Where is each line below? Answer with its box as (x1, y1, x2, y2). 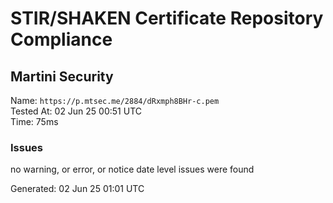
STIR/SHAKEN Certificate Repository (10, 7, 324, 30)
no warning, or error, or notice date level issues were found (10, 163, 255, 176)
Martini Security (10, 68, 114, 85)
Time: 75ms (10, 116, 59, 127)
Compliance (10, 28, 113, 51)
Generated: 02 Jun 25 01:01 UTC (10, 183, 145, 195)
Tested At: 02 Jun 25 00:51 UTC (10, 105, 143, 117)
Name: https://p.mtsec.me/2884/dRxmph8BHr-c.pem (10, 95, 220, 106)
